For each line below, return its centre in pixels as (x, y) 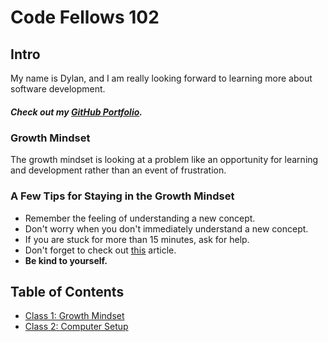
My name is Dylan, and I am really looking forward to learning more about (161, 78)
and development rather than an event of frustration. (118, 170)
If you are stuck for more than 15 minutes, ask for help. (137, 239)
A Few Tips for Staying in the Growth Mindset (122, 196)
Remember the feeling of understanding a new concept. (140, 218)
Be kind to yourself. (66, 260)
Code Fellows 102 (85, 17)
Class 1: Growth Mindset (74, 316)
